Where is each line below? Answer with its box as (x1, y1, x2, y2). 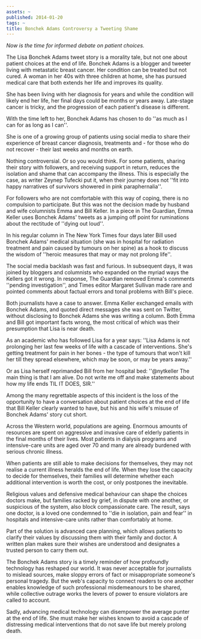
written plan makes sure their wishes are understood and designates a (6, 541, 180, 548)
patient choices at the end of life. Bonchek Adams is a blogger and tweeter (6, 60, 191, 67)
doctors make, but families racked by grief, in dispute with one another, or (6, 497, 189, 504)
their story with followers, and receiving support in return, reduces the (6, 164, 180, 171)
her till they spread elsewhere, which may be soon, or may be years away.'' (6, 356, 192, 363)
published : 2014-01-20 (6, 14, 63, 20)
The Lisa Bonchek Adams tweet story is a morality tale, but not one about (6, 53, 188, 61)
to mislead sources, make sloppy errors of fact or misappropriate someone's (6, 571, 196, 578)
